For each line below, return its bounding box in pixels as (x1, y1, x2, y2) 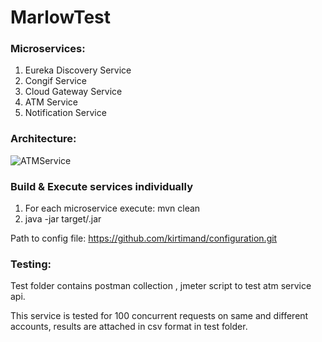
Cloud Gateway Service (24, 86, 123, 98)
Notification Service (24, 107, 107, 119)
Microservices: (10, 42, 86, 56)
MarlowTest (10, 6, 112, 29)
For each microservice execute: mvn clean (24, 202, 201, 215)
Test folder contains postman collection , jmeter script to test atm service (10, 280, 312, 292)
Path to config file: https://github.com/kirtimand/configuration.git (10, 232, 278, 245)
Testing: (10, 257, 52, 271)
